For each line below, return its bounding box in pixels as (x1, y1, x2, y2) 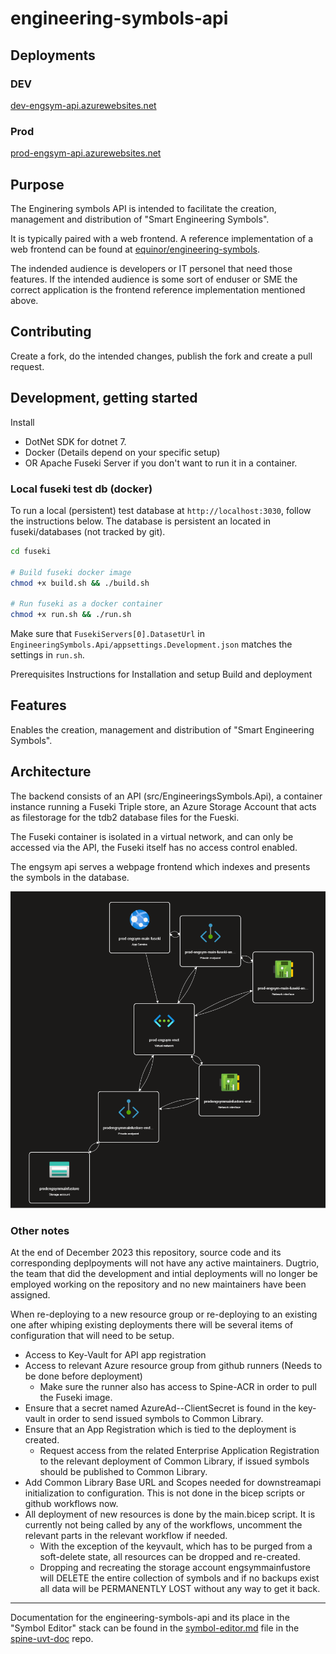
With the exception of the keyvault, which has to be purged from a (39, 1540, 313, 1552)
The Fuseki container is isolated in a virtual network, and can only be (10, 830, 294, 842)
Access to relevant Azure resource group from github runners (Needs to (24, 1360, 323, 1372)
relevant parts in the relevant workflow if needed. (24, 1530, 228, 1542)
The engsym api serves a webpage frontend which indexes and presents (10, 860, 311, 872)
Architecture (10, 763, 92, 781)
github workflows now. (24, 1498, 119, 1510)
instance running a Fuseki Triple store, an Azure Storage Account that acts (10, 800, 317, 812)
